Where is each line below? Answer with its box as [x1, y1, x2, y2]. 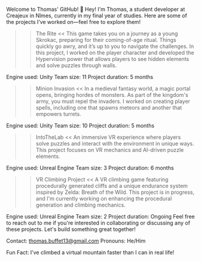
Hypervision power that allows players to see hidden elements [35, 56, 190, 62]
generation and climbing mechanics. [35, 201, 126, 208]
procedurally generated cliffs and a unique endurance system [35, 183, 188, 189]
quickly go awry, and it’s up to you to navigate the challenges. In [35, 43, 194, 50]
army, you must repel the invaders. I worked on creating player [35, 98, 190, 105]
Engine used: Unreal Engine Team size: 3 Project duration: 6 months [6, 165, 174, 171]
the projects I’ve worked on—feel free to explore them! [6, 19, 141, 25]
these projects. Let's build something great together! [6, 226, 136, 233]
